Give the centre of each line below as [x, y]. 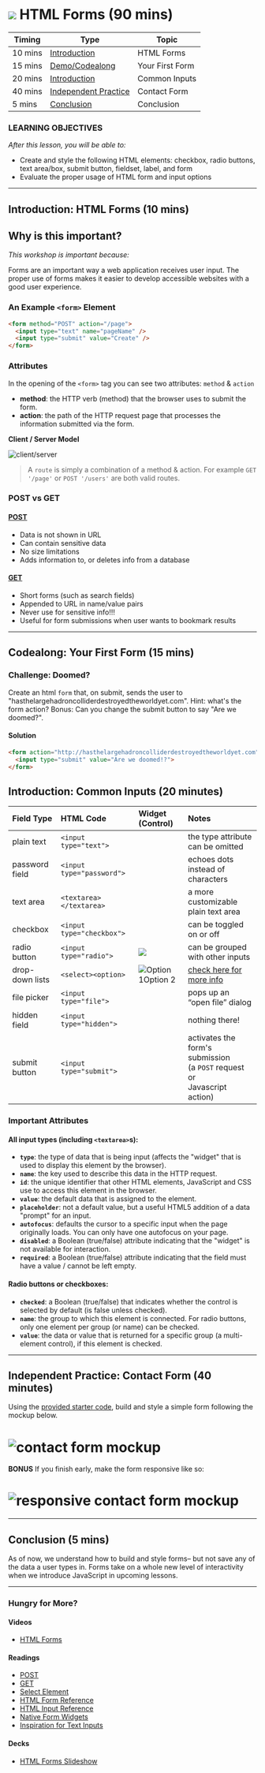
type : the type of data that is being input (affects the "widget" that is [131, 1157]
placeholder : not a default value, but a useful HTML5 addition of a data [135, 1208]
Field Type [32, 819]
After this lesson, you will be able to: [67, 145]
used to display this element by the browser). [93, 1166]
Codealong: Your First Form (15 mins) [101, 653]
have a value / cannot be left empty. [78, 1266]
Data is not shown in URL [60, 535]
